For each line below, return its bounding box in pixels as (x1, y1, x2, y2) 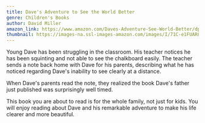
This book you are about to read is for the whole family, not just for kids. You (6, 98, 198, 105)
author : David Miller (6, 20, 62, 26)
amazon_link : (6, 26, 40, 32)
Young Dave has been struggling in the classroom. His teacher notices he (6, 48, 191, 55)
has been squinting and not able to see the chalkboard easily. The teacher (6, 55, 193, 62)
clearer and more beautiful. (6, 111, 75, 118)
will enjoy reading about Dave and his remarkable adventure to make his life (6, 104, 197, 111)
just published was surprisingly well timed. (6, 86, 113, 93)
